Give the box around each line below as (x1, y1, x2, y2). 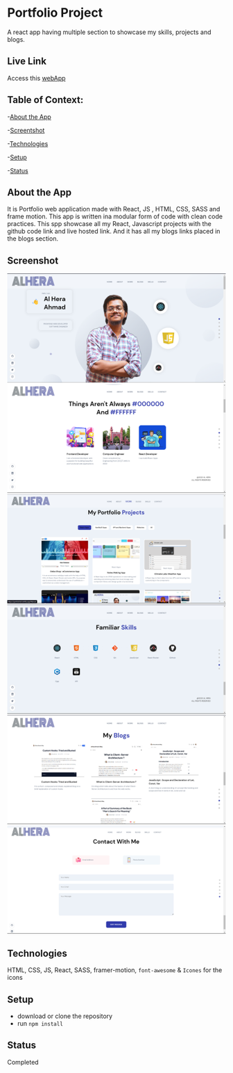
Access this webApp (7, 74, 66, 82)
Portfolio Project (7, 5, 103, 21)
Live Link (7, 56, 47, 67)
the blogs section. (7, 234, 59, 243)
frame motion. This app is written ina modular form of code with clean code (7, 212, 223, 220)
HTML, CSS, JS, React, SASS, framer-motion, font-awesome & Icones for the (7, 966, 223, 974)
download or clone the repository (17, 1012, 113, 1020)
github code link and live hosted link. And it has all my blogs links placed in (7, 227, 221, 236)
